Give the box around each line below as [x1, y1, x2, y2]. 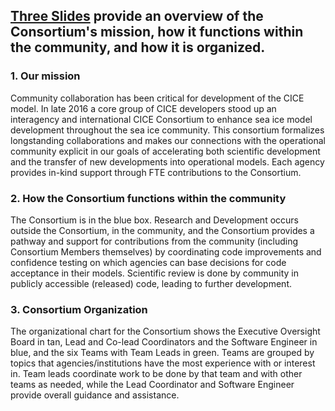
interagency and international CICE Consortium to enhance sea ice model [10, 113, 313, 125]
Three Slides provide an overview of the [10, 8, 264, 25]
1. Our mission [10, 69, 81, 83]
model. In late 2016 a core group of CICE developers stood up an [10, 102, 277, 114]
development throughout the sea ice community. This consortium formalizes [10, 124, 325, 136]
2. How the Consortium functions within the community [10, 191, 287, 205]
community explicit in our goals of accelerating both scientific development [10, 145, 321, 157]
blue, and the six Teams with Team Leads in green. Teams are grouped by [10, 347, 315, 359]
